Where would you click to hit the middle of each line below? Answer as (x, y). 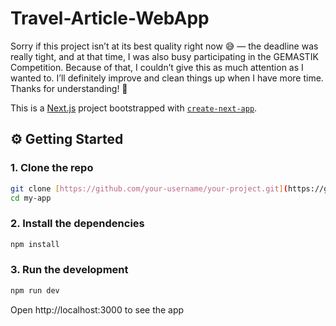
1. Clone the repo (52, 168)
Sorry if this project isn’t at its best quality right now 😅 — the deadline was (164, 46)
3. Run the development (69, 270)
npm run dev (35, 290)
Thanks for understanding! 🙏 (69, 88)
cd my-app (31, 198)
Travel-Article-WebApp (110, 18)
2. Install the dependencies (77, 224)
